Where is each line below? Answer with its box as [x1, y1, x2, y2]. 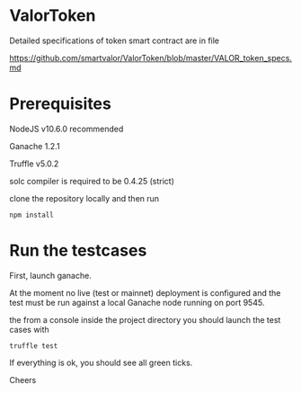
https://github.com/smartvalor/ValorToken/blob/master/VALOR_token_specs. [9, 52, 292, 63]
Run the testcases [9, 240, 147, 261]
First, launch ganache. [9, 270, 92, 281]
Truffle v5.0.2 [9, 158, 59, 169]
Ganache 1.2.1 [9, 140, 60, 151]
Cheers [9, 374, 37, 385]
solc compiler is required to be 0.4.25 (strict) [9, 175, 175, 186]
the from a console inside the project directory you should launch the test [9, 314, 281, 325]
